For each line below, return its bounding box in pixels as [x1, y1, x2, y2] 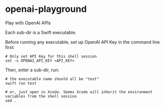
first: [5, 44, 15, 50]
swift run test [5, 81, 37, 86]
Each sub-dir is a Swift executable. [5, 29, 77, 35]
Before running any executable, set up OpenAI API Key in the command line [5, 39, 160, 45]
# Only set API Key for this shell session [5, 53, 97, 59]
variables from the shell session [5, 94, 77, 99]
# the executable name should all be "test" [5, 76, 99, 81]
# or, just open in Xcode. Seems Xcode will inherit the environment [5, 89, 153, 95]
